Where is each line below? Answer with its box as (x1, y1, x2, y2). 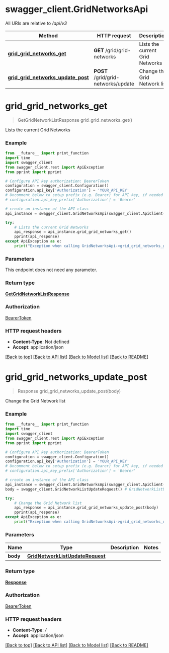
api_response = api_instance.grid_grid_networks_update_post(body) (14, 505, 158, 510)
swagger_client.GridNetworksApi (5, 4, 148, 15)
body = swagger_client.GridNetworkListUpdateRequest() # (5, 486, 127, 492)
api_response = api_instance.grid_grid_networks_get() (14, 229, 132, 234)
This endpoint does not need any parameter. (5, 267, 97, 273)
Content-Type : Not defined (12, 339, 69, 345)
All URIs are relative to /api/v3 (5, 20, 67, 26)
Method (38, 32, 58, 39)
